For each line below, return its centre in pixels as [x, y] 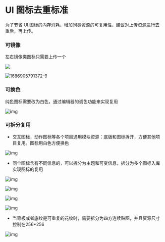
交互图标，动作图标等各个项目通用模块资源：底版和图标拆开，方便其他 [84, 137]
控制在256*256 [28, 224]
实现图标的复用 [27, 169]
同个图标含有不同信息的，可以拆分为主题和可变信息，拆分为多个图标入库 [86, 163]
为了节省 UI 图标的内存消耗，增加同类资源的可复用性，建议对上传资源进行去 [82, 25]
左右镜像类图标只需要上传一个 [35, 57]
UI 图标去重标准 [37, 10]
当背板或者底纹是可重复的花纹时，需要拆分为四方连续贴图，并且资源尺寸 [86, 218]
